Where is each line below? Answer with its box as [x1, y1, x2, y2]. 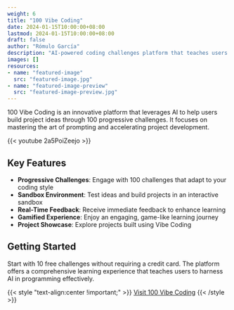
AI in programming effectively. [7, 274, 95, 283]
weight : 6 [7, 10, 37, 18]
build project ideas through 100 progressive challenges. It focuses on [7, 115, 207, 124]
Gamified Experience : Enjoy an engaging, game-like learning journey [17, 212, 219, 221]
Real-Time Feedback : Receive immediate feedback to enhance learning [17, 205, 226, 214]
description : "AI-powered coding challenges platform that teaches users [7, 50, 228, 57]
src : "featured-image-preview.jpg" [13, 89, 118, 96]
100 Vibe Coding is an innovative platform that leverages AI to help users [7, 108, 218, 117]
